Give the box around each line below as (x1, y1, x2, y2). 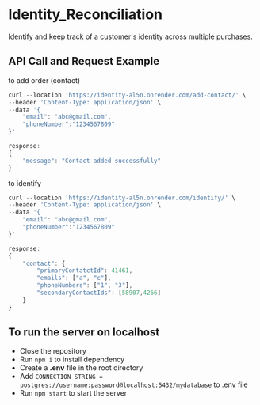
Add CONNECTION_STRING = (19, 372, 103, 381)
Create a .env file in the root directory (19, 363, 143, 373)
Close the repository (19, 346, 87, 356)
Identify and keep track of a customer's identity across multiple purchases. (8, 32, 254, 41)
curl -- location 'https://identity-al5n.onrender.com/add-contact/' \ (8, 91, 247, 99)
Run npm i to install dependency (19, 354, 125, 365)
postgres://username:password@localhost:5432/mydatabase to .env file (19, 380, 248, 389)
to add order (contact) (8, 75, 81, 85)
